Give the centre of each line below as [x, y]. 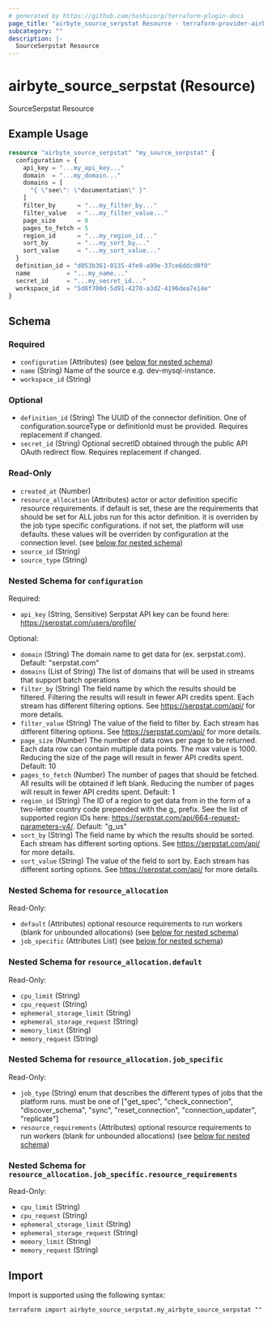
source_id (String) [50, 551]
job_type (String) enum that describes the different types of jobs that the [141, 1093]
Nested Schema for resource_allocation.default [105, 962]
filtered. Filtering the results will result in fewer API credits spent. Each [137, 697]
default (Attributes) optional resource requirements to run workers [131, 924]
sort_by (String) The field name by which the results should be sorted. [137, 835]
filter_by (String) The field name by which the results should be [128, 688]
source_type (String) [53, 559]
